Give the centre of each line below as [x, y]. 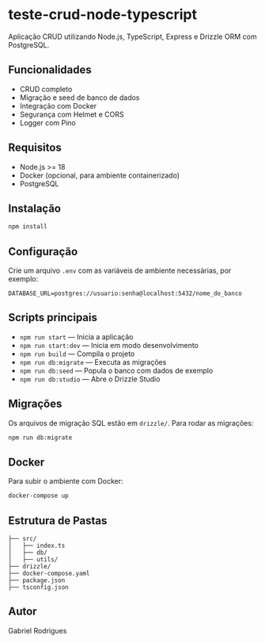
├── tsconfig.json [38, 588]
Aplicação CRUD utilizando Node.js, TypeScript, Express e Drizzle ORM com [132, 36]
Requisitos [35, 148]
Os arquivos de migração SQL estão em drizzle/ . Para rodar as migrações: [131, 423]
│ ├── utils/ [33, 560]
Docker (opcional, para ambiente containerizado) [100, 175]
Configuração [43, 251]
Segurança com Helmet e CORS [72, 114]
